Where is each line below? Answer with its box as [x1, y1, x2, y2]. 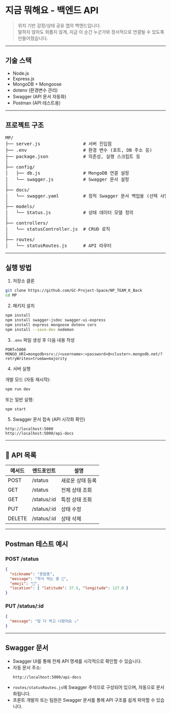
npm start [5, 406, 26, 411]
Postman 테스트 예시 [5, 539, 68, 548]
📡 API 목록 [5, 451, 37, 459]
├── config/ [5, 164, 35, 170]
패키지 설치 [12, 303, 35, 309]
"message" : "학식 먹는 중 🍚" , [10, 576, 69, 581]
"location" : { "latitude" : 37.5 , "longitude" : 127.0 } [10, 586, 129, 591]
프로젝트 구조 [5, 121, 44, 130]
